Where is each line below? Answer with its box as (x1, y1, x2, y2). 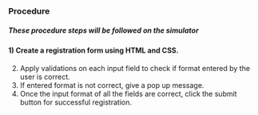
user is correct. (19, 72, 70, 81)
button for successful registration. (19, 97, 132, 107)
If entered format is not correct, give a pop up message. (19, 80, 204, 89)
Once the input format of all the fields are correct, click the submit (19, 89, 237, 98)
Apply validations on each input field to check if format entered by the (19, 63, 250, 73)
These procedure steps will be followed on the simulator (8, 26, 199, 35)
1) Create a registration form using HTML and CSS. (8, 46, 179, 55)
